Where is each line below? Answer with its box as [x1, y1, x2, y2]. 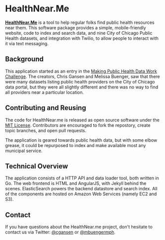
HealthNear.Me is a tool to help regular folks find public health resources [5, 19, 155, 25]
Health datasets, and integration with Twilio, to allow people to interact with [5, 35, 159, 41]
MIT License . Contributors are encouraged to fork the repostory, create [5, 122, 151, 128]
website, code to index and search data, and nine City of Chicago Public [5, 30, 153, 36]
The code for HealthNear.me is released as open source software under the [5, 117, 160, 123]
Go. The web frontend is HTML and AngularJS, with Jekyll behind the [5, 180, 147, 186]
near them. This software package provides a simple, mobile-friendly [5, 24, 146, 30]
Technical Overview [5, 162, 68, 170]
